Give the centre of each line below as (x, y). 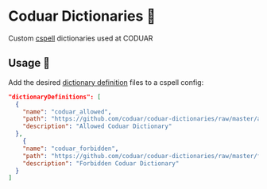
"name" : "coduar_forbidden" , (71, 148)
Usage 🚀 (29, 63)
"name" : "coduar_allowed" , (67, 112)
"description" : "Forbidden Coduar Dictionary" (101, 163)
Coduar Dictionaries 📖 (82, 16)
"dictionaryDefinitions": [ (55, 97)
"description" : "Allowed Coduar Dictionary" (97, 126)
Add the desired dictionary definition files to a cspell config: (106, 82)
